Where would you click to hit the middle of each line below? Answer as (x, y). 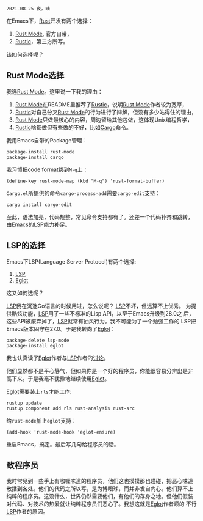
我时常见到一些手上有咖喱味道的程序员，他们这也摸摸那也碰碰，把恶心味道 (100, 481)
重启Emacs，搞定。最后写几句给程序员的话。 (63, 444)
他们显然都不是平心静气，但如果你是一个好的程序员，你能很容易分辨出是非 (100, 371)
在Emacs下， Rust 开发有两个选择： (50, 21)
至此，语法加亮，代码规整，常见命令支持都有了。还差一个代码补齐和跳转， (100, 216)
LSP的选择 (26, 246)
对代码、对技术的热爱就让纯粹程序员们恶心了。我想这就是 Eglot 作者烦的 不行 (101, 504)
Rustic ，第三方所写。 (42, 41)
